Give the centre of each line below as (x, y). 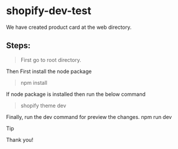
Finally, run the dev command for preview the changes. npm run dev (89, 117)
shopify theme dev (43, 105)
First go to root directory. (51, 59)
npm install (34, 82)
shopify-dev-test (49, 11)
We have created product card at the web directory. (69, 27)
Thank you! (20, 140)
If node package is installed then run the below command (76, 94)
